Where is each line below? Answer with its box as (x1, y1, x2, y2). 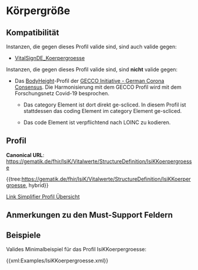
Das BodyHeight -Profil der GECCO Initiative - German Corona (14, 78, 164, 84)
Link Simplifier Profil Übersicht (6, 193, 80, 200)
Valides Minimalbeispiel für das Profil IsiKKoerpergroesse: (6, 246, 147, 253)
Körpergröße (6, 4, 71, 18)
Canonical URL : (6, 151, 45, 158)
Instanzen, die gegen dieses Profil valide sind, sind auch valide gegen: (6, 43, 177, 50)
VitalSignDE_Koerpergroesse (14, 55, 85, 61)
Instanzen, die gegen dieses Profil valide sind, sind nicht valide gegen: (6, 66, 178, 73)
